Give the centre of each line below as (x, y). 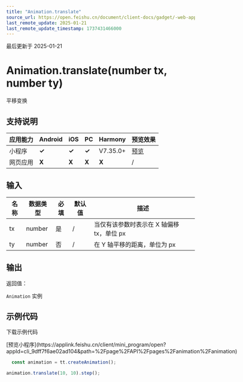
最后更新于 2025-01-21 (34, 46)
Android (51, 139)
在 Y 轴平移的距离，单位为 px (135, 245)
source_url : (21, 17)
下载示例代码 (22, 332)
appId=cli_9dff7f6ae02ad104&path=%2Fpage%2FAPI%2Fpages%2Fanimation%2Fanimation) (122, 352)
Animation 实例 (25, 296)
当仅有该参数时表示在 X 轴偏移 (136, 224)
